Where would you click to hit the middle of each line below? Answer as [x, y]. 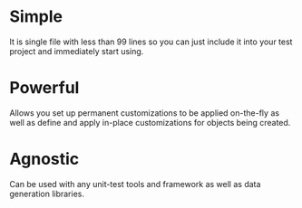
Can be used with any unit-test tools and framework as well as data [135, 184]
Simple [36, 17]
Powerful [44, 88]
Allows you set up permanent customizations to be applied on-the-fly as [144, 113]
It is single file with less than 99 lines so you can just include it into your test [151, 42]
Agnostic [44, 159]
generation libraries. [47, 194]
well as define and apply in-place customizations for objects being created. [150, 122]
